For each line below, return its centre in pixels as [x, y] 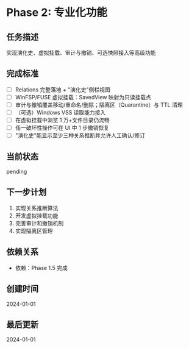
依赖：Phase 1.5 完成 [41, 268]
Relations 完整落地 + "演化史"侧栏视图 [63, 90]
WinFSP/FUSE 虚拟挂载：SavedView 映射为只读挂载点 [83, 97]
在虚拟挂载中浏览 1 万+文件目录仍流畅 [62, 120]
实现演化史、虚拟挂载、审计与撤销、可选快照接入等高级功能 [81, 53]
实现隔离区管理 [34, 231]
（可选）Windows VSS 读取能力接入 [60, 112]
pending [17, 172]
